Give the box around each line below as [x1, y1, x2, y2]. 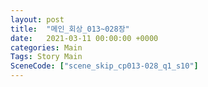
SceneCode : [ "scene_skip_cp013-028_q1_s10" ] [10, 61, 199, 71]
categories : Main [10, 42, 83, 53]
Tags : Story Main [10, 52, 83, 62]
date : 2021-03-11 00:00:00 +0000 [10, 33, 159, 43]
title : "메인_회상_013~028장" [10, 24, 130, 34]
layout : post [10, 14, 65, 25]
